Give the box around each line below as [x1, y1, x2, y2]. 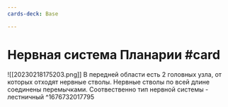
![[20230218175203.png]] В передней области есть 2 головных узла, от [7, 70, 222, 78]
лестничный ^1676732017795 [7, 92, 95, 101]
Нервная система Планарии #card [7, 46, 221, 63]
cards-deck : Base [7, 10, 59, 18]
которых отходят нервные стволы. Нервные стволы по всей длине [7, 77, 210, 86]
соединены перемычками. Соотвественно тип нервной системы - [7, 85, 209, 94]
